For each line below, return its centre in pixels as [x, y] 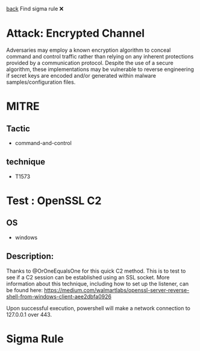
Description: [30, 256]
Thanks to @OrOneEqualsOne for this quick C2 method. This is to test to [96, 271]
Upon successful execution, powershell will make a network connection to [98, 308]
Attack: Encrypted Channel [76, 33]
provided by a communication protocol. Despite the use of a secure [90, 63]
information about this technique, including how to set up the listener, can [98, 284]
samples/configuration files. [41, 82]
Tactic [18, 129]
